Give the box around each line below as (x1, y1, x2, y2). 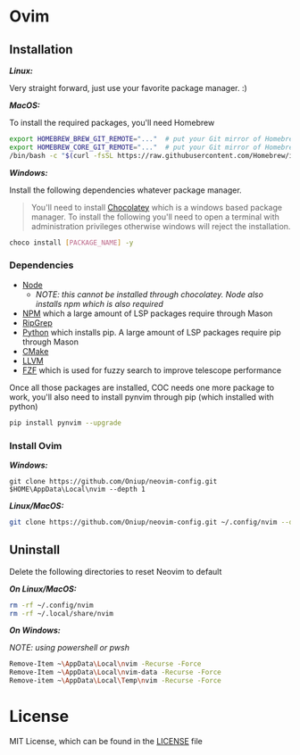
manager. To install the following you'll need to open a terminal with (30, 212, 279, 222)
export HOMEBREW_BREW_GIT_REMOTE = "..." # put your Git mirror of (9, 135, 262, 144)
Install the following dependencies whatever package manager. (9, 185, 243, 195)
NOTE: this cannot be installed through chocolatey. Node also (35, 288, 263, 300)
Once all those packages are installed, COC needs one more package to (9, 382, 275, 393)
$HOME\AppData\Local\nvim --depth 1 (9, 485, 146, 494)
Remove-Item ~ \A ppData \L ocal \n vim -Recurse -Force (9, 660, 202, 668)
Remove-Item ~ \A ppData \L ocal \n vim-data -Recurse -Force (9, 668, 221, 677)
